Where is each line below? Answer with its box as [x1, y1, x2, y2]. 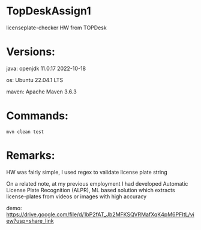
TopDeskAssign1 [6, 4, 91, 18]
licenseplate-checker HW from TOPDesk [6, 24, 107, 31]
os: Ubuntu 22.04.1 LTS [6, 76, 64, 83]
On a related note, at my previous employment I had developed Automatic [6, 180, 188, 187]
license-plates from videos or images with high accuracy [6, 193, 147, 200]
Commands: [6, 109, 69, 123]
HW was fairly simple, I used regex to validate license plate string [6, 168, 168, 175]
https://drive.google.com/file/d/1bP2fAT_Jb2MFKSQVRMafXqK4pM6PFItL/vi [6, 211, 195, 218]
